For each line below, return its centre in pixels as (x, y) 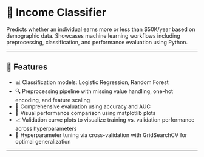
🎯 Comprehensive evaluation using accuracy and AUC (83, 106)
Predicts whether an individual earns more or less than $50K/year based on (101, 29)
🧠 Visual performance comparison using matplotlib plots (85, 113)
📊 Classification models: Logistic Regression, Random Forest (92, 82)
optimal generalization (43, 141)
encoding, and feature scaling (53, 100)
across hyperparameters (46, 128)
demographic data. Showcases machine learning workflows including (93, 35)
